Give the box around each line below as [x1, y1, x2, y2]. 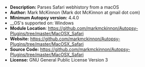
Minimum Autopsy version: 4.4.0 [9, 15, 79, 20]
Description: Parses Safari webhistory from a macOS [9, 4, 119, 10]
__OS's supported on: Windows [9, 20, 74, 26]
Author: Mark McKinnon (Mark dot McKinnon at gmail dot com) [9, 9, 141, 15]
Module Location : [9, 25, 47, 31]
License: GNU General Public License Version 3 [9, 57, 108, 63]
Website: [9, 36, 29, 42]
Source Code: [9, 47, 39, 52]
